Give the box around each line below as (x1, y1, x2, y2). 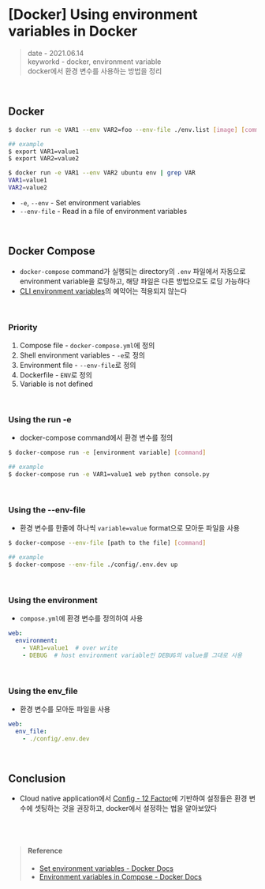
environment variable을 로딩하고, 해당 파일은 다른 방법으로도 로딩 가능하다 (19, 276, 251, 286)
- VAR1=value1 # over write (22, 643, 118, 652)
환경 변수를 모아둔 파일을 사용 (19, 704, 110, 714)
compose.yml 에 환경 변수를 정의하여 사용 (19, 613, 144, 623)
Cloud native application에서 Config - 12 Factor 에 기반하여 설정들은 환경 (19, 793, 248, 803)
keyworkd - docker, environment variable (27, 57, 162, 66)
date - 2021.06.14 (27, 48, 84, 58)
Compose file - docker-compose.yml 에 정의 (19, 340, 155, 350)
